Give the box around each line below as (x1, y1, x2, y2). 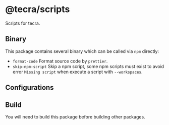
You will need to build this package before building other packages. (5, 113, 145, 119)
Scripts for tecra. (5, 20, 40, 26)
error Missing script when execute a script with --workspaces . (12, 69, 143, 75)
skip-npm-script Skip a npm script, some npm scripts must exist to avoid (12, 63, 164, 69)
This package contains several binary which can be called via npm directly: (5, 48, 159, 54)
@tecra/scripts (5, 4, 70, 15)
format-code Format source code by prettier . (12, 58, 108, 64)
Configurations (5, 83, 54, 92)
